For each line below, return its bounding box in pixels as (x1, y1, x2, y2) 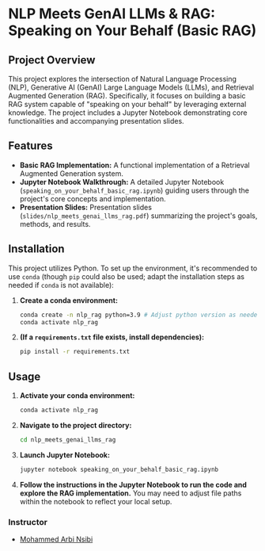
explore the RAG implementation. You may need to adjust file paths (19, 488, 242, 498)
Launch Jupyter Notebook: (19, 450, 111, 460)
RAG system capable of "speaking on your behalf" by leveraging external (8, 100, 247, 109)
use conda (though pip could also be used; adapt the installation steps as (8, 271, 245, 281)
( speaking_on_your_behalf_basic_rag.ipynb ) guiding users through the (19, 186, 249, 195)
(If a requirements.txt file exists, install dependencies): (19, 332, 205, 342)
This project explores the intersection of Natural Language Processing (8, 75, 237, 83)
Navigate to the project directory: (19, 420, 132, 430)
